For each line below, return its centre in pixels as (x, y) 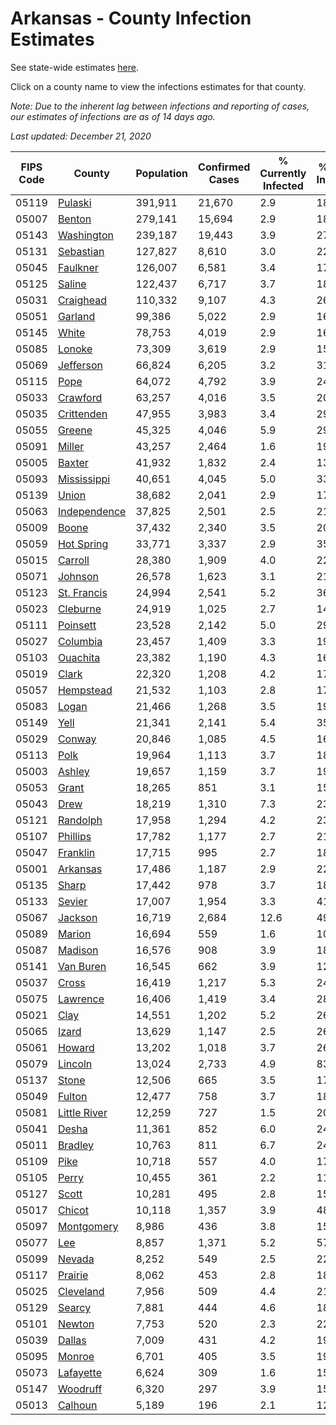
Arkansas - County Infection (131, 18)
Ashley (73, 771)
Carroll (73, 560)
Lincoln (75, 1064)
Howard (76, 1047)
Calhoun (77, 1405)
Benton (74, 219)
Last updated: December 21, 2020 (81, 136)
